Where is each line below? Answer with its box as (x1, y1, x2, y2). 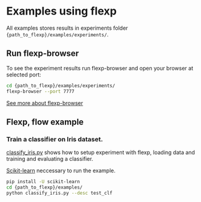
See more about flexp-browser (6, 99, 83, 107)
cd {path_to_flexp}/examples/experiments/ (6, 82, 115, 89)
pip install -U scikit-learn (6, 179, 80, 185)
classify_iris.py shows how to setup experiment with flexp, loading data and (6, 149, 196, 156)
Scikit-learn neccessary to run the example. (6, 167, 116, 174)
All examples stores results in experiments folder (6, 24, 129, 32)
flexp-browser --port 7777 (6, 88, 75, 95)
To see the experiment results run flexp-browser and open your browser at (6, 64, 194, 72)
